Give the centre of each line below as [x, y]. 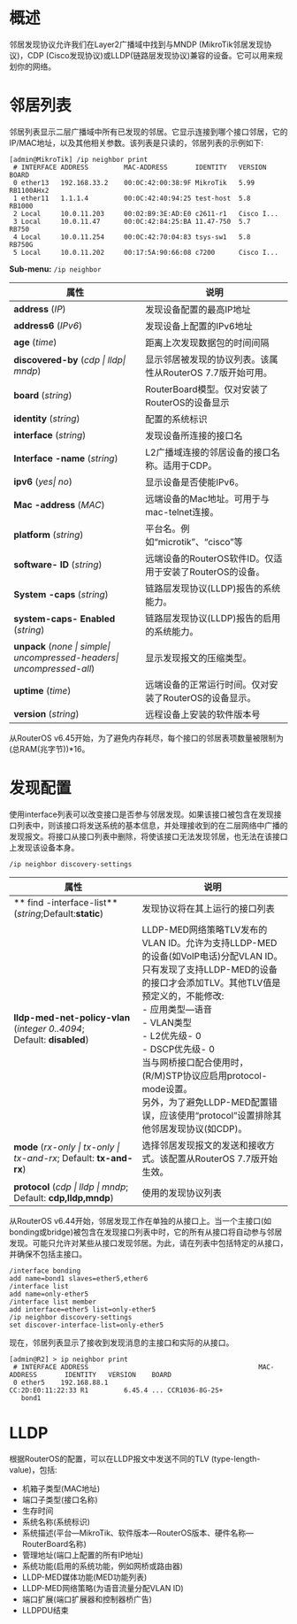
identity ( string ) [47, 419]
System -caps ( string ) [61, 594]
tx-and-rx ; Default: [54, 1158]
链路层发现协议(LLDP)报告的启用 [213, 618]
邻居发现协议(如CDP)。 [199, 1128]
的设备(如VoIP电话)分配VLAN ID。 [212, 956]
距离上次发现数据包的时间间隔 [207, 343]
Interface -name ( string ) [66, 458]
